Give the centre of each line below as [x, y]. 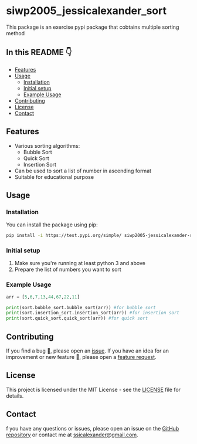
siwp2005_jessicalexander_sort [86, 11]
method [16, 33]
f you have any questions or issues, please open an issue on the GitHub [93, 428]
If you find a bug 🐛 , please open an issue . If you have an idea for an [87, 351]
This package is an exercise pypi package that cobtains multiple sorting [93, 27]
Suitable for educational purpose [54, 177]
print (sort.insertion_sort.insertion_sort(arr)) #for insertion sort [93, 313]
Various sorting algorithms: [47, 145]
